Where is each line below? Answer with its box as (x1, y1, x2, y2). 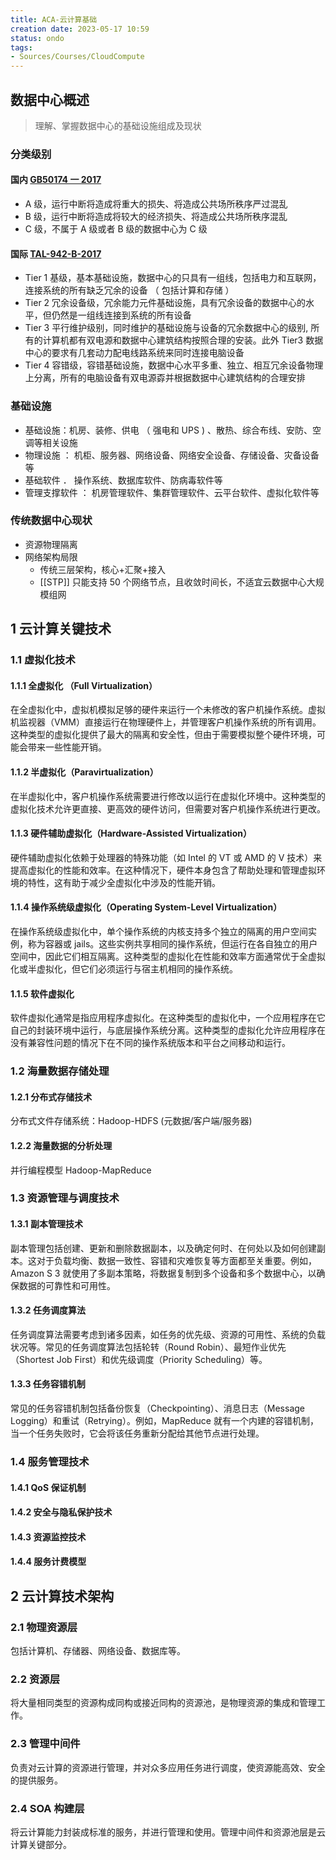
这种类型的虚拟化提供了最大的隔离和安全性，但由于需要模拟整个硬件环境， (10, 729, 317, 741)
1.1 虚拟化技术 (10, 653, 76, 667)
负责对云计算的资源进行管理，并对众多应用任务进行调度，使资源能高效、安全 (10, 1761, 326, 1773)
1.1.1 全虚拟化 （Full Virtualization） (10, 679, 158, 691)
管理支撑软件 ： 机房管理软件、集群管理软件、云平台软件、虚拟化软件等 (24, 486, 320, 498)
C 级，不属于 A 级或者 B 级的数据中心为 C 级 (24, 223, 208, 235)
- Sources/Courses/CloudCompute (10, 52, 145, 62)
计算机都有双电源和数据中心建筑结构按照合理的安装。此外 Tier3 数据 (42, 334, 324, 346)
